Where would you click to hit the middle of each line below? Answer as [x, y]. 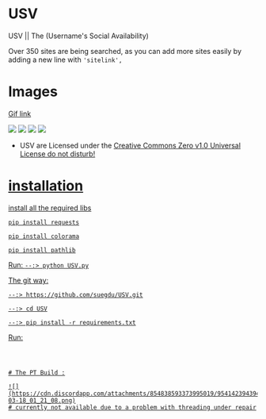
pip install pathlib [42, 250]
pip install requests [44, 222]
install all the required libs [50, 208]
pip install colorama [44, 236]
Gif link [20, 113]
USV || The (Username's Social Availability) [78, 36]
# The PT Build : [37, 373]
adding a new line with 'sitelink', [65, 60]
